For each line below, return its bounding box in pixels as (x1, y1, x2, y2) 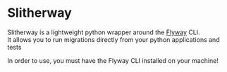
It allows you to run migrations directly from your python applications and (7, 35, 220, 43)
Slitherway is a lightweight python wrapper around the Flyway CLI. (7, 28, 200, 36)
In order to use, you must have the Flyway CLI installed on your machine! (7, 56, 219, 64)
